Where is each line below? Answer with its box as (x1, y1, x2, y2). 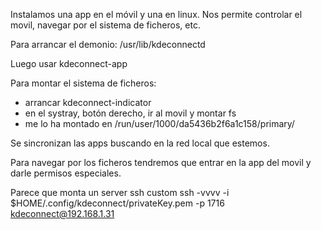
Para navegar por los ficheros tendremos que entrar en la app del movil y (10, 157, 312, 168)
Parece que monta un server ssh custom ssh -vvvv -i (10, 187, 230, 198)
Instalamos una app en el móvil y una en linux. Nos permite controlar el (10, 9, 303, 20)
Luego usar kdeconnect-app (10, 58, 128, 69)
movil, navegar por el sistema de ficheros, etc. (10, 19, 201, 31)
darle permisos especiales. (10, 167, 122, 179)
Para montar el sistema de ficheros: (10, 77, 157, 89)
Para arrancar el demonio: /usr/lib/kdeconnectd (10, 39, 206, 50)
